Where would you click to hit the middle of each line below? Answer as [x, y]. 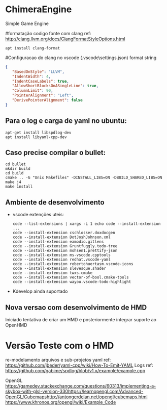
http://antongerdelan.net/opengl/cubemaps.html [97, 397]
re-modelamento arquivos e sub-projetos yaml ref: [58, 360]
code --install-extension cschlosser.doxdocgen [64, 233]
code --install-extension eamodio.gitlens [58, 242]
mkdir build [18, 169]
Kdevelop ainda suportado [40, 291]
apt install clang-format [32, 48]
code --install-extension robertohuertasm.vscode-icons [73, 264]
